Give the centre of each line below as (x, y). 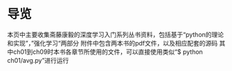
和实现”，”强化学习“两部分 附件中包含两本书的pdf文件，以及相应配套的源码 (113, 43)
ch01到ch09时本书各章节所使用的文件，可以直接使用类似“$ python (108, 52)
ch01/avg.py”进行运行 (38, 60)
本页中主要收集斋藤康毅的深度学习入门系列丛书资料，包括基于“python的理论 (116, 34)
